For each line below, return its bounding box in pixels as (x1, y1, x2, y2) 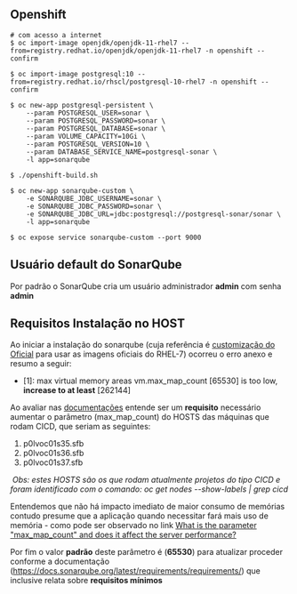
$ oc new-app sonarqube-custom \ (10, 186, 134, 195)
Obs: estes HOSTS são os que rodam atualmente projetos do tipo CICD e (12, 475, 281, 486)
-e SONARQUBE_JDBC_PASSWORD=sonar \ (26, 202, 163, 211)
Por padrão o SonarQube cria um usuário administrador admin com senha (10, 280, 282, 292)
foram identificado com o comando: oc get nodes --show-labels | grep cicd (10, 484, 288, 494)
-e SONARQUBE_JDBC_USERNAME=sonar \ (26, 194, 163, 203)
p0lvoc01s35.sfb (22, 438, 84, 449)
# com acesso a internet (10, 30, 102, 39)
